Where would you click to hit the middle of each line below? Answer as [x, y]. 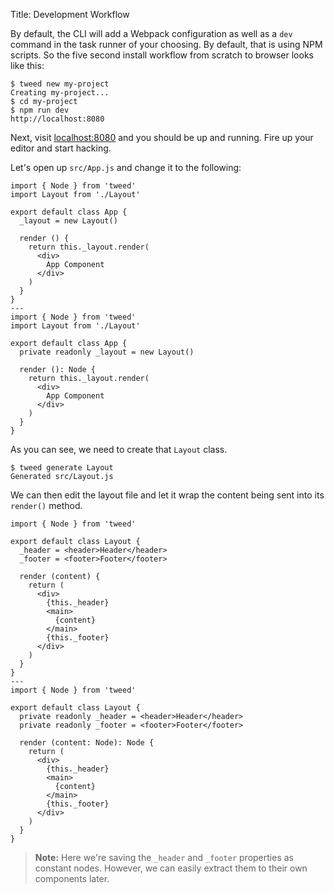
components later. [72, 878]
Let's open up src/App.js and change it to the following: [126, 167]
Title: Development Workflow [70, 14]
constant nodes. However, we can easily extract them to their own [171, 868]
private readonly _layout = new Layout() [107, 352]
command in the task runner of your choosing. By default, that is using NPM [166, 44]
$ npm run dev [40, 110]
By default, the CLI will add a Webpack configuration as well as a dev [151, 33]
